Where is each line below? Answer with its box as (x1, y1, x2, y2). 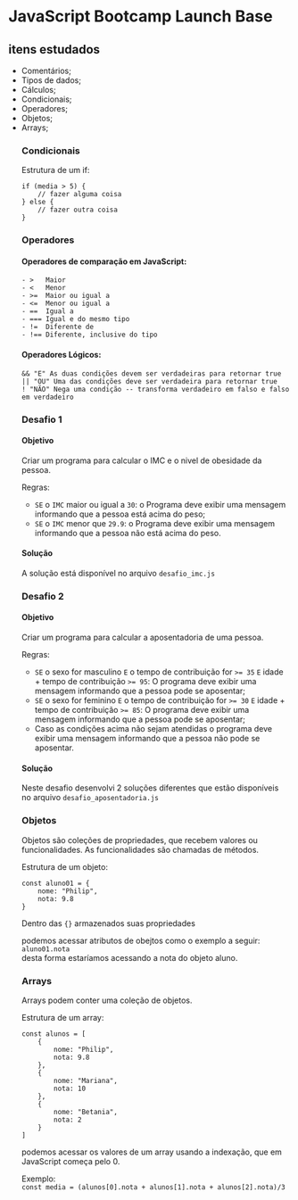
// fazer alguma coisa (37, 190, 122, 199)
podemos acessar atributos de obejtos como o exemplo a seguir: (21, 935, 261, 946)
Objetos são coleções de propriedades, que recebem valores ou (21, 834, 258, 845)
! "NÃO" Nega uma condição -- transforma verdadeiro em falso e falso (21, 385, 290, 393)
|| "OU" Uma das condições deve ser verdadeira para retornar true (21, 377, 277, 385)
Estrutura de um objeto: (21, 861, 109, 872)
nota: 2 (54, 1115, 82, 1124)
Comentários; (21, 65, 72, 76)
